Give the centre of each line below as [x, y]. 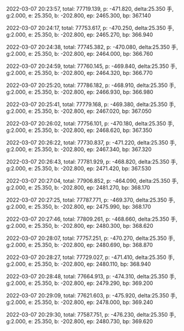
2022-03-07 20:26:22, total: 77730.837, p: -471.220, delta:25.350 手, [91, 142]
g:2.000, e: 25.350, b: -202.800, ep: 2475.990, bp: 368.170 [79, 207]
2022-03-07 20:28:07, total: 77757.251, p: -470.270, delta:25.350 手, [91, 238]
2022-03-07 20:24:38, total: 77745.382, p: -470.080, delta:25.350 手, [92, 47]
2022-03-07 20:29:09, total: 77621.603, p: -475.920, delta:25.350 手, [92, 295]
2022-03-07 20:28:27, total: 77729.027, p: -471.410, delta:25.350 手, [91, 257]
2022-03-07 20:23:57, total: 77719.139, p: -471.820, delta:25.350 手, [90, 9]
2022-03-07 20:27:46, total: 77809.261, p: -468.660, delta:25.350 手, [92, 219]
